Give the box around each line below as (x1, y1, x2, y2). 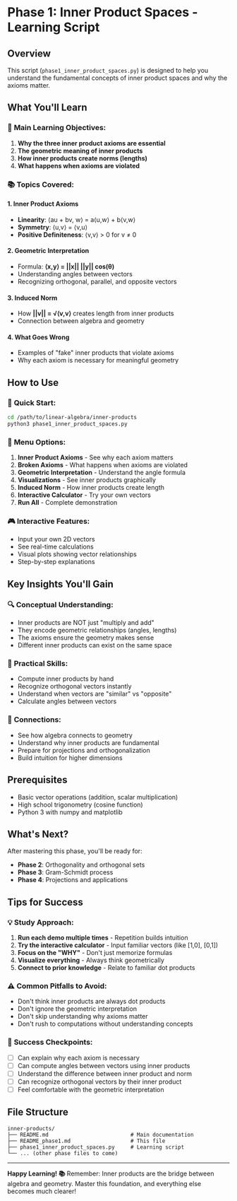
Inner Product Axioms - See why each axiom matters (17, 453, 174, 462)
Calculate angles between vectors (17, 697, 117, 705)
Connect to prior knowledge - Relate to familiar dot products (17, 963, 195, 972)
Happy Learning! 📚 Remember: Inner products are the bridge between (7, 1169, 214, 1178)
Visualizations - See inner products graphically (17, 476, 157, 484)
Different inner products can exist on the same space (17, 641, 173, 650)
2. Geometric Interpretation (7, 247, 90, 255)
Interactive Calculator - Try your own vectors (17, 491, 152, 499)
